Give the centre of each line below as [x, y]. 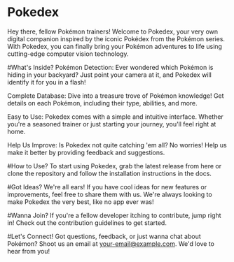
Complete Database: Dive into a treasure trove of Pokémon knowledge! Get [116, 96]
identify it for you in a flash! [47, 82]
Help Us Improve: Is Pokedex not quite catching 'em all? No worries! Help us [117, 145]
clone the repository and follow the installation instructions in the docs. [110, 173]
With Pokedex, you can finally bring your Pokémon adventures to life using [115, 46]
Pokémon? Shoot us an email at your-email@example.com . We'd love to [111, 243]
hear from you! [29, 251]
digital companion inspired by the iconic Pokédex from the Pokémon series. [116, 38]
